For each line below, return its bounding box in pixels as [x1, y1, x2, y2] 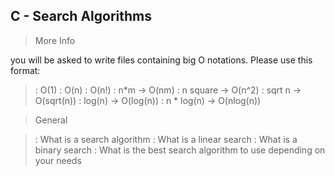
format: [10, 64, 41, 76]
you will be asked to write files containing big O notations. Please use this [10, 54, 313, 66]
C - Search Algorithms [10, 8, 152, 25]
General [34, 114, 68, 126]
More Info [34, 34, 76, 46]
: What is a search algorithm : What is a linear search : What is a [34, 133, 298, 145]
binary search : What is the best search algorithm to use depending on [34, 144, 326, 156]
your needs [34, 154, 82, 166]
